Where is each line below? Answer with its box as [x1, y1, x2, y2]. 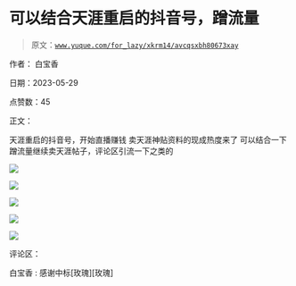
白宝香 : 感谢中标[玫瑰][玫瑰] [9, 267, 114, 278]
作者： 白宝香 [9, 58, 59, 69]
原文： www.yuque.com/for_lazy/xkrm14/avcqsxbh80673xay [30, 39, 239, 50]
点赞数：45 [9, 96, 51, 107]
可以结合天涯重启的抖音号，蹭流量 [9, 8, 260, 29]
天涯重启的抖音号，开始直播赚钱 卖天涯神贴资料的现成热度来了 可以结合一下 [9, 134, 287, 145]
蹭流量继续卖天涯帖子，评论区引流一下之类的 [9, 145, 174, 156]
